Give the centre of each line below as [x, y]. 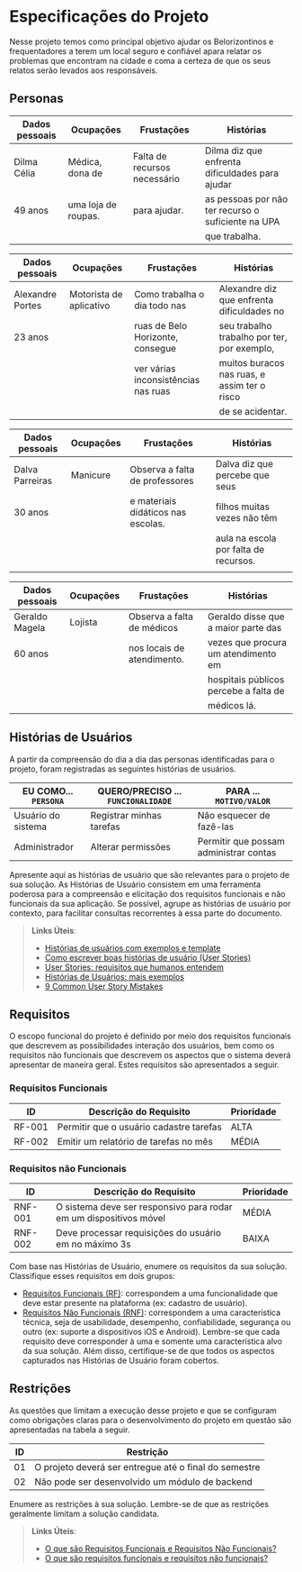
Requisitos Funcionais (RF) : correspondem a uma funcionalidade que [150, 1293]
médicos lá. [232, 705]
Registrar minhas [126, 815]
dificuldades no [252, 311]
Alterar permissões [130, 846]
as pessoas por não [247, 198]
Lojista [84, 622]
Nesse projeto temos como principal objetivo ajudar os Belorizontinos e [142, 41]
